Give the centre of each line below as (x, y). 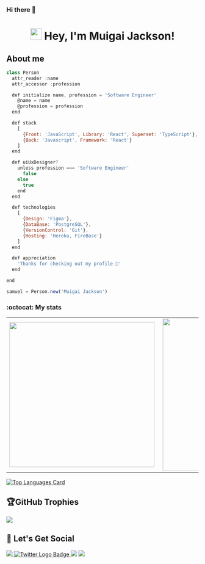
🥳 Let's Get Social (41, 539)
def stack (24, 123)
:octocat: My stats (34, 307)
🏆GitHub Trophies (43, 502)
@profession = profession (50, 106)
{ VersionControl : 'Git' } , (55, 230)
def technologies (34, 208)
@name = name (34, 101)
